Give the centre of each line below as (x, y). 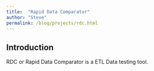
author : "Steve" (26, 17)
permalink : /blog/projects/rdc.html (52, 23)
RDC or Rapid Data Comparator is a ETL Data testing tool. (77, 62)
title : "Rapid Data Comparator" (48, 12)
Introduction (30, 47)
